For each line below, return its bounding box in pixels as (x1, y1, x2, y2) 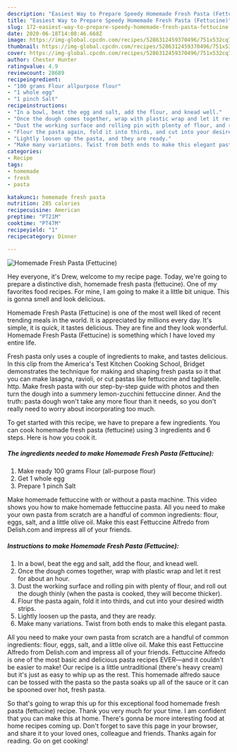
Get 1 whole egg (17, 474, 65, 483)
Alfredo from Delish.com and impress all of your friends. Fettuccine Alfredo (7, 648, 226, 657)
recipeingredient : (7, 75, 61, 83)
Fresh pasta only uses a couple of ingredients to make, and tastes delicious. (7, 352, 228, 360)
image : (7, 37, 27, 44)
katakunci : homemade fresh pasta (7, 193, 106, 201)
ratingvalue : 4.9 (7, 63, 59, 70)
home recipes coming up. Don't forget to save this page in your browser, (7, 722, 218, 730)
